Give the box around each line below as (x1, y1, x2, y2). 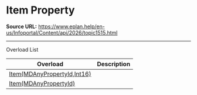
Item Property (6, 4, 75, 17)
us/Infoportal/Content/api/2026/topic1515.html (6, 29, 118, 36)
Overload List (6, 46, 39, 53)
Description (96, 60, 131, 68)
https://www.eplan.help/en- (38, 23, 106, 30)
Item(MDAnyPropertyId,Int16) (9, 70, 91, 78)
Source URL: (6, 23, 37, 30)
